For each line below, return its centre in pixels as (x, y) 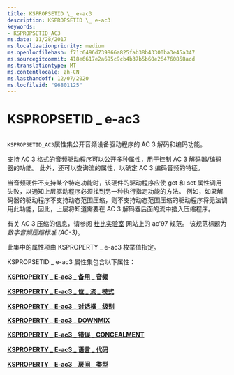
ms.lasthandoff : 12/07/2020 (48, 78)
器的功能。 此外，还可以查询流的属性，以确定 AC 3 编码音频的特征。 (105, 167)
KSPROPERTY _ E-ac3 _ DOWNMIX (59, 320)
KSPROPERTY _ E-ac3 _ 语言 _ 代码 (58, 349)
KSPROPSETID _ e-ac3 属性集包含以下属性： (72, 261)
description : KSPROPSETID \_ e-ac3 (59, 20)
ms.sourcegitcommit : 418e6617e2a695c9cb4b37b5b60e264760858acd (101, 59)
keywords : (22, 26)
